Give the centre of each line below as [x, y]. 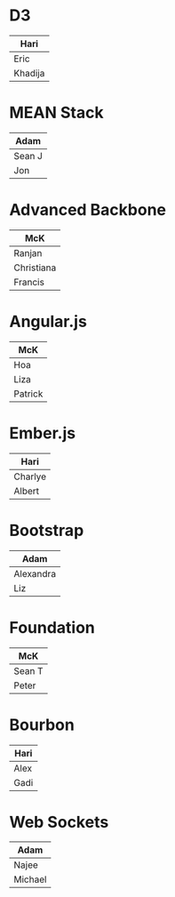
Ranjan [28, 252]
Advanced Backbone [88, 210]
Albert [27, 491]
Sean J [28, 156]
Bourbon [42, 725]
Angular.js [48, 322]
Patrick [28, 394]
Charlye [30, 477]
